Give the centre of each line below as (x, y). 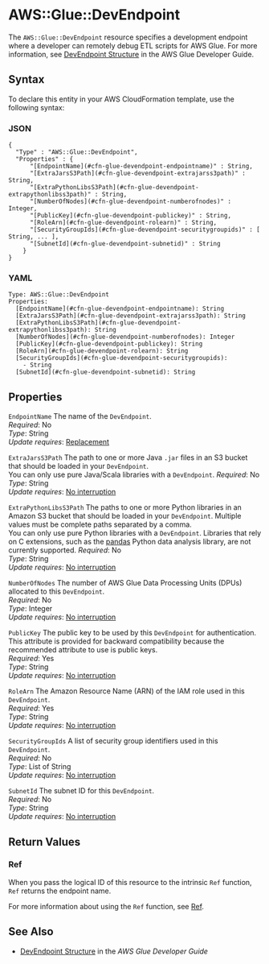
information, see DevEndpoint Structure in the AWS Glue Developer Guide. (131, 54)
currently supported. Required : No (65, 550)
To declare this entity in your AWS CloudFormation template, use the (121, 99)
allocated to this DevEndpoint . (57, 592)
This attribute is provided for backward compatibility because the (116, 641)
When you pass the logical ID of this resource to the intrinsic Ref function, (130, 882)
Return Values (45, 842)
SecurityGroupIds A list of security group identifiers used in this (113, 741)
